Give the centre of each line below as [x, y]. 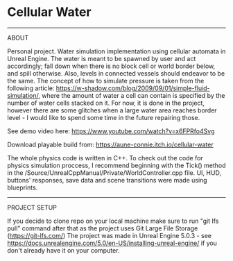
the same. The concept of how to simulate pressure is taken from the [106, 81]
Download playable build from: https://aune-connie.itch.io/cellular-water [110, 144]
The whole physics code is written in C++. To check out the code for [105, 158]
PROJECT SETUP [32, 207]
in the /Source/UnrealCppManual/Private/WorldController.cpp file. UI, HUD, [114, 172]
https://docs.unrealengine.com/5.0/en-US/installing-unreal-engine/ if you [112, 243]
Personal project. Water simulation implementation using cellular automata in [116, 51]
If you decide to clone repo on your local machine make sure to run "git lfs [113, 221]
